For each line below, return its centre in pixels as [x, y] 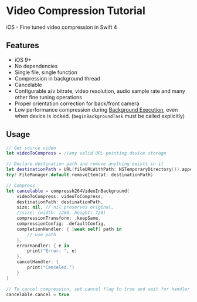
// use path [42, 234]
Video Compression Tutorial [76, 11]
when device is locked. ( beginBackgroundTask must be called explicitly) [100, 116]
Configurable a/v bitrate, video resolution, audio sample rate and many [100, 91]
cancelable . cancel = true [38, 294]
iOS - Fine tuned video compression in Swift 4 [62, 27]
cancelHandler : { [38, 262]
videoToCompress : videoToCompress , [60, 196]
